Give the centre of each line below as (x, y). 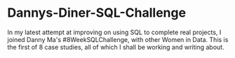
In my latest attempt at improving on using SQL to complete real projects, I (114, 32)
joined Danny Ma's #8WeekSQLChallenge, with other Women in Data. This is (118, 39)
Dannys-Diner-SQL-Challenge (97, 13)
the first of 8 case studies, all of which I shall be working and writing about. (116, 47)
